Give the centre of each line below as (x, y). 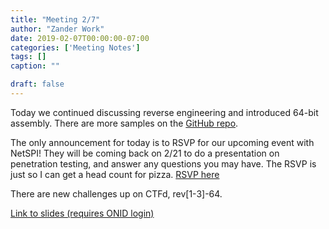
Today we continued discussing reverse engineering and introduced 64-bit (164, 112)
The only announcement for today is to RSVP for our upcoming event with (162, 142)
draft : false (37, 84)
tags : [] (28, 57)
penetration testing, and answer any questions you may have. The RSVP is (163, 163)
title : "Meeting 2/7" (55, 19)
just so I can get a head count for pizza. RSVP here (115, 174)
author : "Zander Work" (57, 29)
